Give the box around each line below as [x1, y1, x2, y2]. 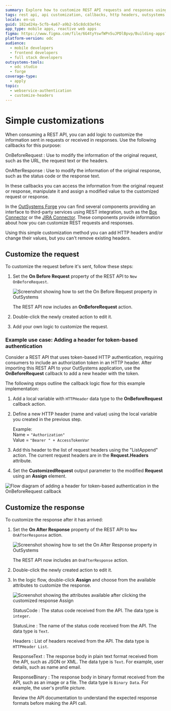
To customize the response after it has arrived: [5, 517, 103, 523]
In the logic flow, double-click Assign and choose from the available [12, 577, 156, 583]
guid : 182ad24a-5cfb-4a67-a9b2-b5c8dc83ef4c [5, 21, 101, 27]
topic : [5, 83, 19, 88]
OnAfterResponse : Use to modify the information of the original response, [5, 168, 161, 174]
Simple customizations [5, 115, 104, 126]
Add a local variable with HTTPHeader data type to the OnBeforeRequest [12, 396, 163, 402]
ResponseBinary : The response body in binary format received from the [12, 674, 165, 680]
